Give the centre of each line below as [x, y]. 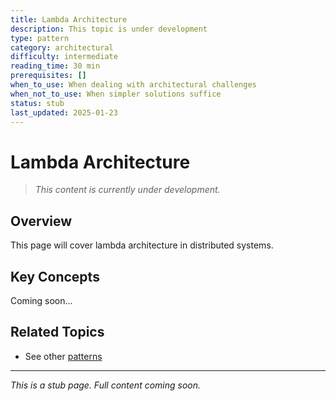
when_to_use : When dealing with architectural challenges [133, 85]
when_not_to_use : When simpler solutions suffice [116, 94]
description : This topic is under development [109, 29]
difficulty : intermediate [64, 57]
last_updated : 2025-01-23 [64, 112]
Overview [41, 221]
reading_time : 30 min [55, 66]
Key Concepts [55, 276]
